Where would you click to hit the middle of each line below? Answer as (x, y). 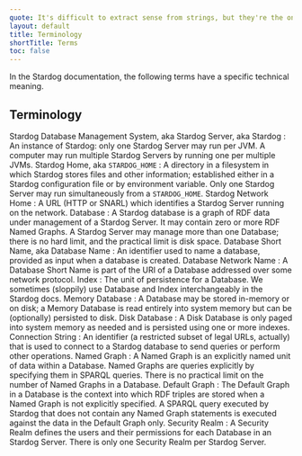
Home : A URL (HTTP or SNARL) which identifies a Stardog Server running (147, 202)
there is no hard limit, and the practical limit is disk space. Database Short (145, 241)
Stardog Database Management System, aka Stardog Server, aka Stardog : (147, 136)
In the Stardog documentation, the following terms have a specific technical (149, 76)
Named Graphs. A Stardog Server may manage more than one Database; (144, 231)
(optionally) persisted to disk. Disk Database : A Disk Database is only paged (151, 317)
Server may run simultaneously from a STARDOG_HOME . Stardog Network (139, 193)
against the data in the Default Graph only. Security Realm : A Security (139, 423)
